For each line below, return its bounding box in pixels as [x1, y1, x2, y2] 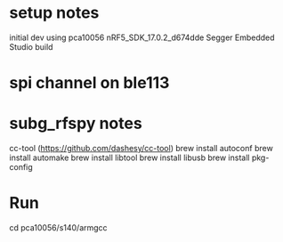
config [9, 162, 33, 173]
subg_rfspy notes [9, 114, 142, 133]
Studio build [9, 41, 53, 52]
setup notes [9, 3, 100, 23]
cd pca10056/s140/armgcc [9, 222, 109, 233]
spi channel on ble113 [9, 73, 170, 93]
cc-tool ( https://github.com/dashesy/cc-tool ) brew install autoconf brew [9, 143, 273, 154]
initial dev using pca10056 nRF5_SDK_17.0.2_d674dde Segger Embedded [9, 32, 275, 43]
